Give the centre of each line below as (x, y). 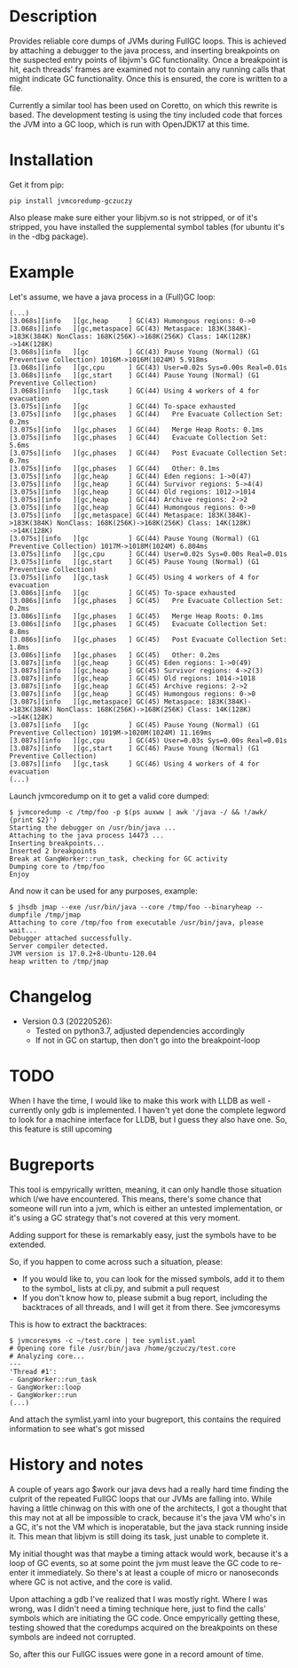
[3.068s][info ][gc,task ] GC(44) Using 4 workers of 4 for (134, 391)
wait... (24, 930)
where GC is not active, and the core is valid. (91, 1582)
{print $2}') (33, 820)
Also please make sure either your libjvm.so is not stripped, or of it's (133, 217)
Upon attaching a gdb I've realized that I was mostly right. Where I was (138, 1599)
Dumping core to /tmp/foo (57, 866)
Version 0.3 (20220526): (67, 1021)
